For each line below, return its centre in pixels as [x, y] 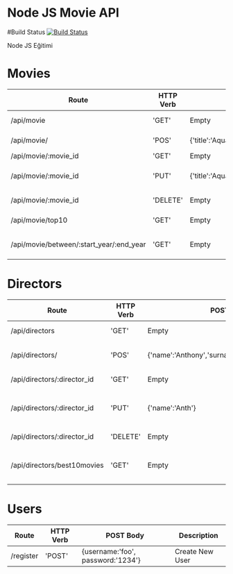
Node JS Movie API [63, 13]
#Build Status [26, 32]
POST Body [125, 535]
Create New [194, 551]
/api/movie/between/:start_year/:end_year [78, 244]
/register [25, 555]
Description [199, 535]
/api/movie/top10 [39, 220]
